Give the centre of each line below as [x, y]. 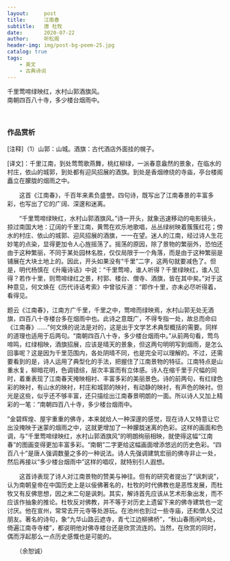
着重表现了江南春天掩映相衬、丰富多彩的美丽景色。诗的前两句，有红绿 [118, 379]
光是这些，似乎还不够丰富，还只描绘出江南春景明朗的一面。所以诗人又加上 [112, 396]
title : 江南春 [33, 20]
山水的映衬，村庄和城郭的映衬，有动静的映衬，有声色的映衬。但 [133, 387]
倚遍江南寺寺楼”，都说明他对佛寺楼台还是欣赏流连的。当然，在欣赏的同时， [114, 527]
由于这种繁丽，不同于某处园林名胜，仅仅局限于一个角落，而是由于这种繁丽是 [115, 252]
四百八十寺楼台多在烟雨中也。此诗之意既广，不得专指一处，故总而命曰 [118, 318]
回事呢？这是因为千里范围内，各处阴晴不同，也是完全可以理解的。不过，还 [112, 353]
